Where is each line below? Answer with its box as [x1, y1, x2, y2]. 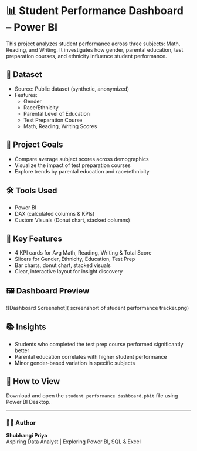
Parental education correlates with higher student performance [14, 353, 167, 360]
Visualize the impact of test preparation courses [14, 162, 131, 169]
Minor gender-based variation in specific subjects [14, 359, 135, 366]
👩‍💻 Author [6, 418, 36, 426]
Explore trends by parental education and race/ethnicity [14, 168, 150, 175]
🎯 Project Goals [6, 140, 63, 150]
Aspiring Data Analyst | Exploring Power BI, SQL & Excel [6, 438, 141, 445]
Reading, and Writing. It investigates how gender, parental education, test [6, 46, 184, 53]
